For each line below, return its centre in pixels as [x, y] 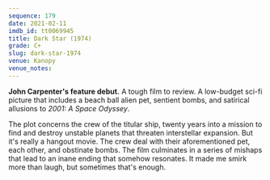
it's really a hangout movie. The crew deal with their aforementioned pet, [129, 141]
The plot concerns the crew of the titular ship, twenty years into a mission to [135, 124]
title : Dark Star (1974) [50, 38]
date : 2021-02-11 [38, 23]
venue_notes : [30, 69]
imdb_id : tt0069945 [41, 31]
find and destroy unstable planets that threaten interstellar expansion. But [131, 132]
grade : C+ [25, 46]
